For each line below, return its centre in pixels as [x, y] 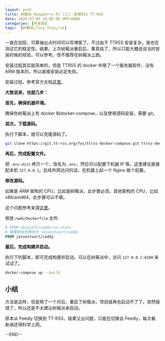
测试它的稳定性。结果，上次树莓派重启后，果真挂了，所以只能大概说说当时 [80, 49]
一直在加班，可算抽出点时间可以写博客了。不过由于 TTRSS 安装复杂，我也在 [82, 43]
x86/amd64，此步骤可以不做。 [36, 197]
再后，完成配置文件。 [27, 154]
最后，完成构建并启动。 [29, 247]
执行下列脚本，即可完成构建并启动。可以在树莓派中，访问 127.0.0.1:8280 [79, 257]
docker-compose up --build [33, 273]
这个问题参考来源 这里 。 [29, 208]
